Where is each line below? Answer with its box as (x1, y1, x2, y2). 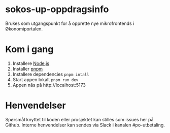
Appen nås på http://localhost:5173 (12, 82, 86, 88)
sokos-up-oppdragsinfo (5, 4, 109, 15)
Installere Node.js (12, 60, 50, 66)
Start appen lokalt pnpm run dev (12, 76, 79, 82)
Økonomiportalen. (5, 25, 43, 31)
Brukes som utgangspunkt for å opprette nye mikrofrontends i (5, 20, 134, 26)
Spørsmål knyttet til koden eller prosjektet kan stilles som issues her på (5, 116, 154, 122)
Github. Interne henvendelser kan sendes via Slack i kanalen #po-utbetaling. (5, 122, 165, 128)
